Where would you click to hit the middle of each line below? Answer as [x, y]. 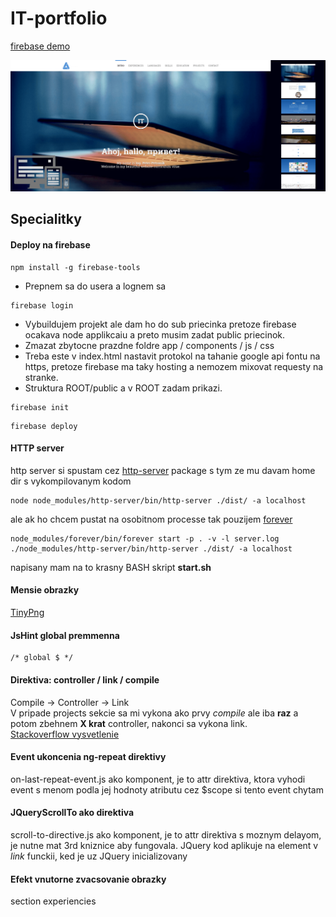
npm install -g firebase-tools [75, 267]
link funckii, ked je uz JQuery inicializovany [99, 856]
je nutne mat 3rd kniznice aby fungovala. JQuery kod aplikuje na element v [164, 845]
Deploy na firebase [50, 245]
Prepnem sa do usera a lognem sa [95, 286]
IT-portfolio [59, 18]
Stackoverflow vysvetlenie [65, 734]
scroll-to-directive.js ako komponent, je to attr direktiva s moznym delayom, [166, 834]
